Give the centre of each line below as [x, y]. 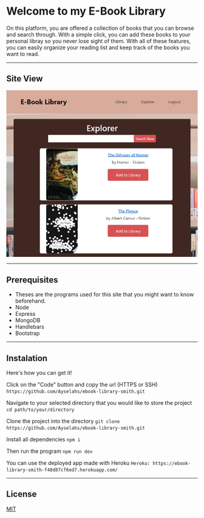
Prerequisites [32, 280]
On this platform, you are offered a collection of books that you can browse [100, 28]
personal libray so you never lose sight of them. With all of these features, [99, 41]
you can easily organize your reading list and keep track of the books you [98, 47]
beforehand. [30, 301]
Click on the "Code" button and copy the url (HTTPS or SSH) [82, 385]
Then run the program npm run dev [49, 451]
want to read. [23, 54]
